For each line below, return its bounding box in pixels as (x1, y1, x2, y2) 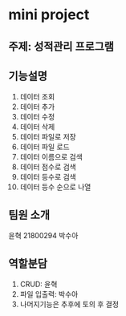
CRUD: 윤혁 (19, 279, 58, 290)
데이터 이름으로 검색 (19, 152, 83, 162)
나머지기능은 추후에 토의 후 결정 (19, 299, 119, 310)
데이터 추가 (19, 102, 55, 111)
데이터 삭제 (19, 122, 55, 132)
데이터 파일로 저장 (19, 132, 76, 142)
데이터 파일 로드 (19, 142, 70, 152)
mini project (8, 6, 90, 24)
